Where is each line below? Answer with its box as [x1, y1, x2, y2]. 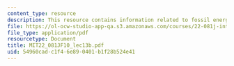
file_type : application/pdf [7, 29, 89, 36]
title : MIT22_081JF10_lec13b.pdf [7, 42, 104, 49]
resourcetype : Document [7, 36, 77, 43]
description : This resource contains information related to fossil [7, 16, 210, 23]
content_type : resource [7, 10, 77, 17]
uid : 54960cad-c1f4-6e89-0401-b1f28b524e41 [7, 49, 136, 56]
